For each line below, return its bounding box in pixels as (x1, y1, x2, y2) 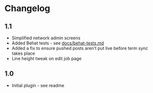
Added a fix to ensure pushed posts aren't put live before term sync (11, 46, 149, 51)
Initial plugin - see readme (11, 82, 65, 88)
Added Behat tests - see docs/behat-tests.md (11, 40, 104, 46)
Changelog (4, 3, 50, 14)
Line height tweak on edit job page (11, 56, 82, 61)
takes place (11, 50, 35, 56)
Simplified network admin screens (11, 35, 81, 41)
